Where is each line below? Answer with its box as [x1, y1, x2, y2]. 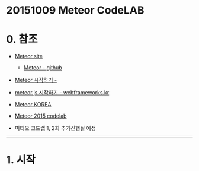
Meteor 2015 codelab [14, 112, 67, 119]
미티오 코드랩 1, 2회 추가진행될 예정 [14, 125, 97, 132]
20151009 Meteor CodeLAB [6, 4, 145, 17]
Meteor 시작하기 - [14, 77, 57, 84]
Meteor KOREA [14, 101, 52, 108]
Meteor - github [23, 64, 62, 71]
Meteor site [14, 53, 43, 60]
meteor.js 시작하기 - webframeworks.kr [14, 89, 110, 96]
